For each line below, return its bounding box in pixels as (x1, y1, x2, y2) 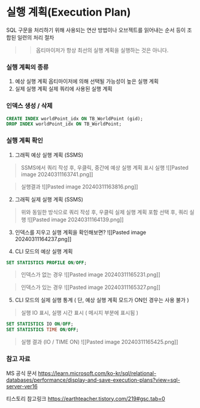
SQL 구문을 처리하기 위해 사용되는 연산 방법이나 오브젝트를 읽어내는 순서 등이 (6, 26, 186, 34)
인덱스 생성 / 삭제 (6, 102, 53, 110)
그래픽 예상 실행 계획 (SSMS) (14, 151, 84, 159)
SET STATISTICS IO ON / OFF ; (6, 321, 74, 327)
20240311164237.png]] (14, 235, 72, 242)
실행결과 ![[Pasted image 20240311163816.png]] (20, 183, 138, 190)
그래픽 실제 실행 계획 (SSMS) (14, 196, 84, 203)
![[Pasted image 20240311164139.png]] (27, 216, 124, 223)
